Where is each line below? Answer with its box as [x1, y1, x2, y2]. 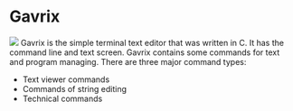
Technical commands [22, 93, 103, 104]
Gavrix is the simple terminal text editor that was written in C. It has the [20, 37, 285, 48]
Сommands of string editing [22, 83, 128, 94]
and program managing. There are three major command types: [9, 56, 247, 67]
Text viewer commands [22, 74, 110, 85]
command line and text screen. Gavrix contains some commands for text [9, 47, 280, 58]
